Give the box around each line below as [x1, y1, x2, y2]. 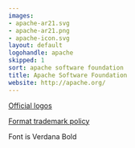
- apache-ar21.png [8, 26, 70, 34]
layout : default [8, 42, 63, 50]
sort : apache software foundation [8, 64, 125, 72]
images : [8, 11, 35, 20]
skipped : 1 [8, 57, 45, 65]
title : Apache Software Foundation [8, 71, 128, 79]
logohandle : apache [8, 49, 74, 57]
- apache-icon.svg [8, 34, 70, 42]
